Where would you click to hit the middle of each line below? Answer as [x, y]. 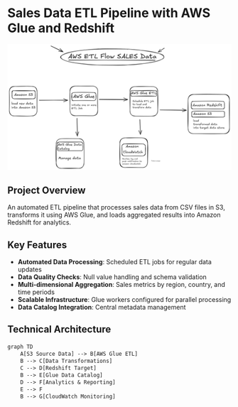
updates [30, 270]
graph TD [20, 347]
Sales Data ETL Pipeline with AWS [109, 13]
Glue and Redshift [61, 28]
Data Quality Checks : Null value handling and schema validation [112, 277]
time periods [36, 292]
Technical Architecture [59, 329]
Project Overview [47, 190]
